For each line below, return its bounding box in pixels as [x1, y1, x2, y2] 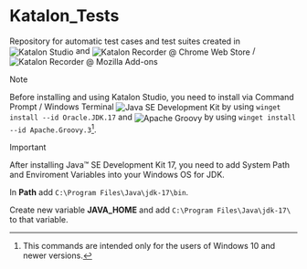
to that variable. [9, 213, 69, 224]
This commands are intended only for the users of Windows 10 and [22, 240, 276, 251]
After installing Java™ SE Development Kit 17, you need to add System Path [9, 159, 291, 170]
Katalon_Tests [9, 5, 120, 26]
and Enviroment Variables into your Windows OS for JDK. [9, 169, 226, 180]
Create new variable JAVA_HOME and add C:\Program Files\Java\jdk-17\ [9, 204, 291, 215]
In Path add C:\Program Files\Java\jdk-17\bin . [9, 186, 189, 197]
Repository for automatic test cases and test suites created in [9, 36, 240, 47]
